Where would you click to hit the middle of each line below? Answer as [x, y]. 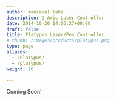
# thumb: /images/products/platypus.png [58, 40]
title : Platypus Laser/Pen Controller [55, 35]
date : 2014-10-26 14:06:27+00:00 [49, 23]
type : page [20, 47]
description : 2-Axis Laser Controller [55, 18]
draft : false [23, 29]
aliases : [17, 52]
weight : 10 [20, 69]
